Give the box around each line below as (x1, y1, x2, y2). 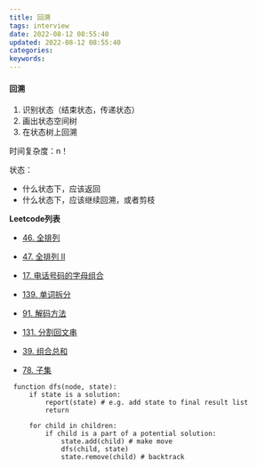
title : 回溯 (9, 12, 51, 22)
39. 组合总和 (21, 346, 68, 357)
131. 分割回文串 (21, 327, 77, 338)
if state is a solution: (28, 391, 122, 400)
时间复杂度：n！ (9, 146, 69, 157)
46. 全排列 (21, 232, 60, 243)
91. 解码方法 (21, 308, 67, 319)
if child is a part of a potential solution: (44, 429, 217, 439)
